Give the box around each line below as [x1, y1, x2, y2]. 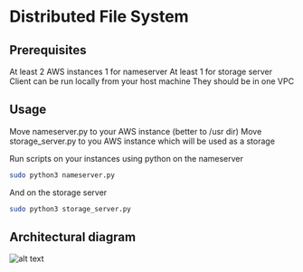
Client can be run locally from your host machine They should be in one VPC [9, 76, 295, 87]
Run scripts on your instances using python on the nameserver [9, 153, 244, 164]
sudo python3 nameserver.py [9, 170, 116, 180]
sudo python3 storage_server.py [9, 204, 131, 213]
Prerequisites [9, 42, 87, 58]
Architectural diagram [9, 229, 137, 245]
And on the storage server [9, 187, 108, 198]
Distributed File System [9, 6, 189, 27]
